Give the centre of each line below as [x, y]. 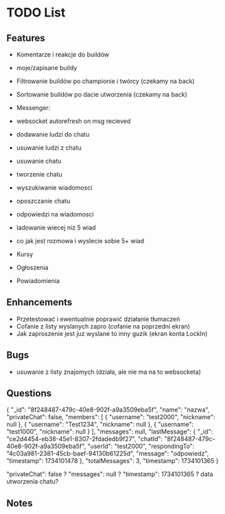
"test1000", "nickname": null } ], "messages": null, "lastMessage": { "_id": [110, 432]
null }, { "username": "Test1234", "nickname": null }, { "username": [100, 425]
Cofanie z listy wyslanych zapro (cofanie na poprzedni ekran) [103, 326]
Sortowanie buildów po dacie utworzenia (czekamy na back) [102, 94]
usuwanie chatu [39, 161]
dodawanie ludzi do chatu [53, 134]
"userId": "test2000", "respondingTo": [141, 446]
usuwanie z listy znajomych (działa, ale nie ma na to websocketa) [109, 372]
